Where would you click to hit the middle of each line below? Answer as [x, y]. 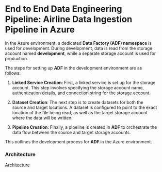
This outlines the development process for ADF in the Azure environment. [79, 141]
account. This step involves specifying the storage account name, [78, 87]
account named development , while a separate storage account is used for [81, 53]
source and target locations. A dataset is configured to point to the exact [84, 107]
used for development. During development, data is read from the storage [79, 48]
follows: [13, 73]
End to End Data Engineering [64, 9]
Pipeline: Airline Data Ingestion [69, 19]
